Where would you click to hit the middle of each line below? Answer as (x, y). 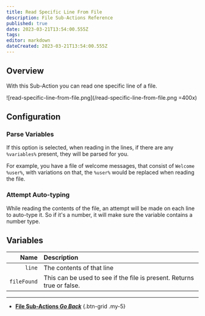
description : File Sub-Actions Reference (60, 18)
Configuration (34, 117)
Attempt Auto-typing (38, 195)
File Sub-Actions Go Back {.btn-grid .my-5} (70, 306)
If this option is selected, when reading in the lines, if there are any (90, 148)
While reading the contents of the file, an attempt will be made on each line (101, 208)
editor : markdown (28, 40)
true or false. (62, 285)
